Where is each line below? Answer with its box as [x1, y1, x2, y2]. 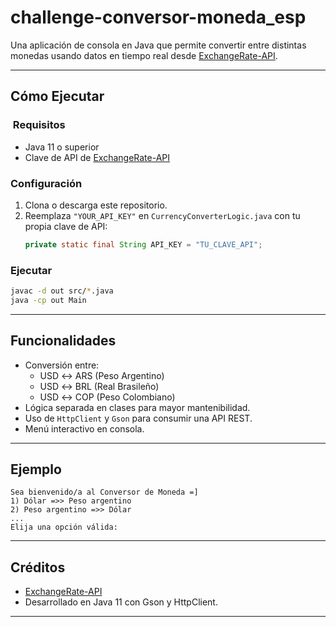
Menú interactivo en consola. [24, 422, 145, 435]
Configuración [10, 176, 83, 190]
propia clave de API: [24, 220, 108, 232]
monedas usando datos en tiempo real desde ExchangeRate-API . [10, 49, 278, 61]
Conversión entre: [24, 359, 100, 371]
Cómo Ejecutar [10, 88, 105, 105]
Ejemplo [10, 461, 62, 478]
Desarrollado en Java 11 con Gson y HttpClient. [24, 596, 218, 608]
